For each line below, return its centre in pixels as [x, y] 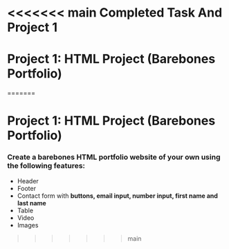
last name [31, 203]
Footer [27, 188]
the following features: [46, 166]
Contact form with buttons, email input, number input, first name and [117, 196]
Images [28, 225]
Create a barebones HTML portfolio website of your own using [114, 157]
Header [28, 181]
